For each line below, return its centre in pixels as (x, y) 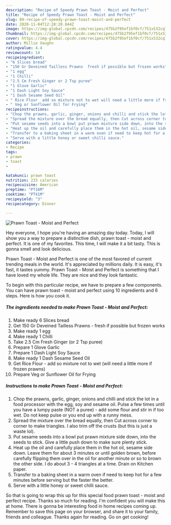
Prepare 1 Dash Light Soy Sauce (46, 352)
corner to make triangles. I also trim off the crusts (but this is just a (82, 426)
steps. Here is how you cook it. (38, 295)
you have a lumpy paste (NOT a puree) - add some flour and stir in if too (89, 409)
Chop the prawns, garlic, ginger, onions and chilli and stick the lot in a (86, 399)
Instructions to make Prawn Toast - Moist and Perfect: (64, 386)
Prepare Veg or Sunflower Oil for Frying (54, 374)
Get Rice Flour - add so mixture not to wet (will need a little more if (82, 363)
